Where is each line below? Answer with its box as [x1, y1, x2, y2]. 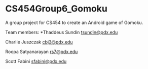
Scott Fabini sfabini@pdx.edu [5, 58, 67, 64]
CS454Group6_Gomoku [5, 3, 108, 14]
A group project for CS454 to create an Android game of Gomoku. [5, 19, 143, 25]
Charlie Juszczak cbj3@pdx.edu [5, 38, 73, 45]
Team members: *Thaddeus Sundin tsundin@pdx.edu [5, 29, 118, 35]
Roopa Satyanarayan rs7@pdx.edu [5, 48, 78, 54]
